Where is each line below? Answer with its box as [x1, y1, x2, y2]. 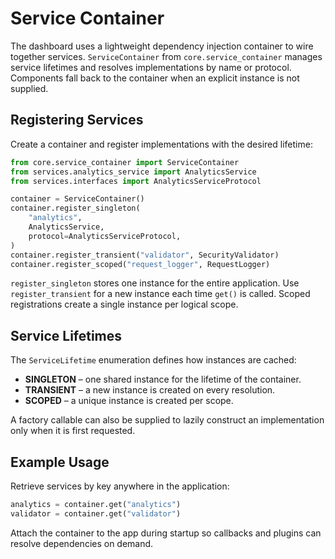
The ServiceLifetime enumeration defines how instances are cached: [10, 354, 297, 366]
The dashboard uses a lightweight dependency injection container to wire [10, 40, 314, 52]
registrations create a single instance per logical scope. [10, 298, 239, 311]
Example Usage [10, 453, 110, 471]
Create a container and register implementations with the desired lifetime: [10, 138, 313, 150]
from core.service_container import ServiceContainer [10, 157, 240, 167]
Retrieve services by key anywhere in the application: [10, 480, 230, 492]
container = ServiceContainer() [10, 194, 145, 204]
